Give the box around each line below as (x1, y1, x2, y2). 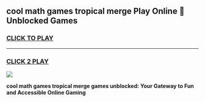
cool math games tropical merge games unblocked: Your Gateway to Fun (6, 82, 194, 89)
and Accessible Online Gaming (6, 89, 86, 96)
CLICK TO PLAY (6, 34, 54, 43)
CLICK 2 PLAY (6, 57, 49, 65)
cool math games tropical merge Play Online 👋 (6, 6, 185, 16)
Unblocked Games (6, 16, 78, 26)
